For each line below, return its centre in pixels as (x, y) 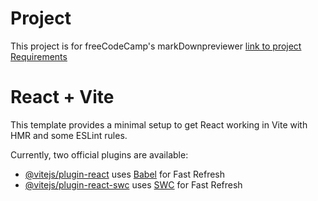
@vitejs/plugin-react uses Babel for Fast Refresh (125, 174)
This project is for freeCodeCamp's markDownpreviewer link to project (156, 46)
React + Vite (62, 97)
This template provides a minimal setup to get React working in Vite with (159, 124)
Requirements (39, 56)
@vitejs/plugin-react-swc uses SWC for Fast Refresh (133, 184)
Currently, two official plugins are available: (99, 154)
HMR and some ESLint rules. (69, 135)
